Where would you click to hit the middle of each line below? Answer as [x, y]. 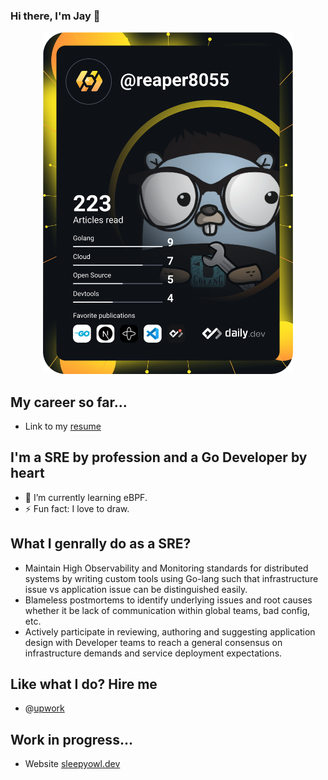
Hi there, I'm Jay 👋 [55, 16]
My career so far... [69, 402]
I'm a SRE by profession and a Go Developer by [159, 457]
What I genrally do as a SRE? [101, 544]
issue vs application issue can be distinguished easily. [136, 589]
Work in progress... [71, 739]
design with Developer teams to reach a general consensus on [153, 642]
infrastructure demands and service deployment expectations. [153, 653]
